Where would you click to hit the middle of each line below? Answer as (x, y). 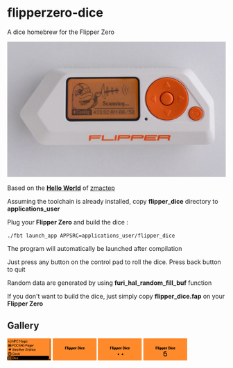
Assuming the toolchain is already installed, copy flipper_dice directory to (113, 202)
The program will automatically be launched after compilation (95, 249)
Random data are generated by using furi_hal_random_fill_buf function (110, 283)
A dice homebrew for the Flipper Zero (61, 32)
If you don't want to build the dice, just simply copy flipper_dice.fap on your (116, 297)
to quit (16, 270)
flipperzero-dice (55, 13)
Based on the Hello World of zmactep (61, 188)
